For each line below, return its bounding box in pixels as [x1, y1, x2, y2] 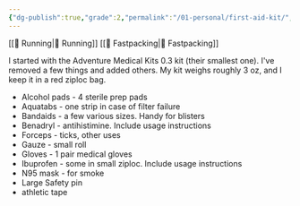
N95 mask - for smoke [21, 167, 105, 178]
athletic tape [21, 186, 68, 197]
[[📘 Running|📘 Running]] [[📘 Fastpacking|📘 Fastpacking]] [8, 38, 219, 48]
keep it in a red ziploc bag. [8, 73, 107, 85]
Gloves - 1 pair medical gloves [21, 149, 133, 159]
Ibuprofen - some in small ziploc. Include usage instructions [21, 158, 243, 168]
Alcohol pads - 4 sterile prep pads [21, 91, 149, 102]
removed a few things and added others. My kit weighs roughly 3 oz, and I [8, 64, 283, 75]
